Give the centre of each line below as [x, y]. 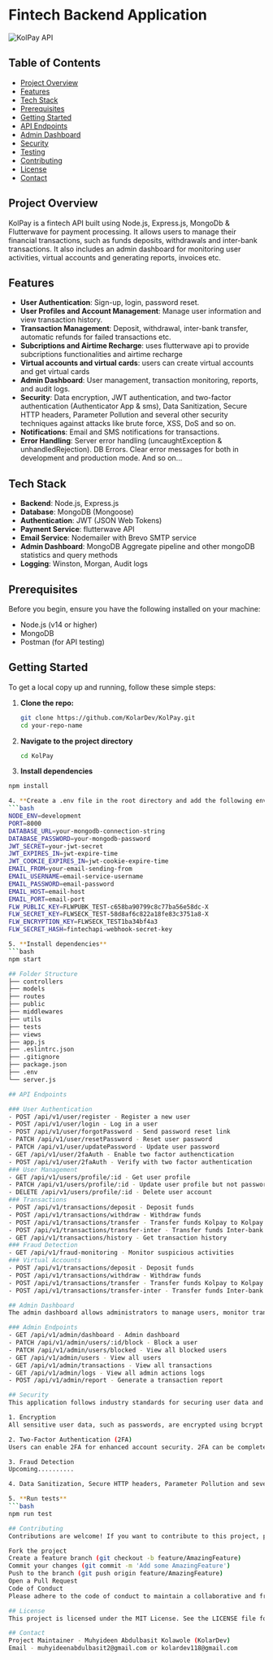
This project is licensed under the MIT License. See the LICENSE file [132, 1619]
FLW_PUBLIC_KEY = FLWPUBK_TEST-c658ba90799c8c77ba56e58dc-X [108, 907]
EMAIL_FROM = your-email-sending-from [70, 869]
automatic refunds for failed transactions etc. [96, 337]
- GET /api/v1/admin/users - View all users [85, 1357]
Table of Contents [55, 63]
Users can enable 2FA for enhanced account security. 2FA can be [121, 1447]
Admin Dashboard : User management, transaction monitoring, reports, [139, 381]
